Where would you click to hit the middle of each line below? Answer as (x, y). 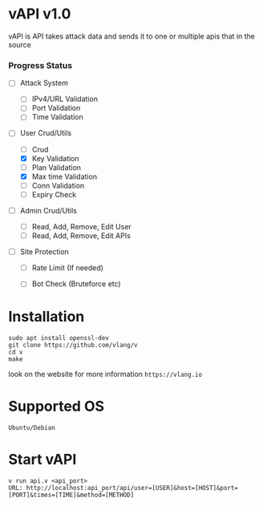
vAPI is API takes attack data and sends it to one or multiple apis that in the (131, 36)
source (20, 44)
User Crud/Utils (46, 133)
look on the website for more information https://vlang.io (105, 374)
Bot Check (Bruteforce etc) (77, 284)
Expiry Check (54, 194)
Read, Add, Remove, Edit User (82, 226)
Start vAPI (42, 460)
